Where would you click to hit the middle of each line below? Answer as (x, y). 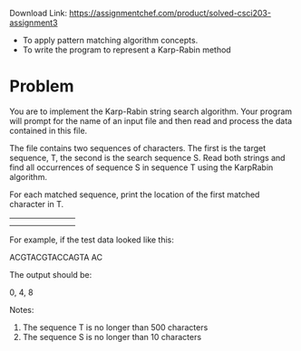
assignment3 (34, 23)
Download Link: (39, 13)
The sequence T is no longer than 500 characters (115, 327)
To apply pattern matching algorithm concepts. (110, 40)
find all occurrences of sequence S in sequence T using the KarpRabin (141, 167)
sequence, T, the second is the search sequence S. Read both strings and (147, 157)
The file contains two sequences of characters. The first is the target (138, 147)
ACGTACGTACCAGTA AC (56, 257)
